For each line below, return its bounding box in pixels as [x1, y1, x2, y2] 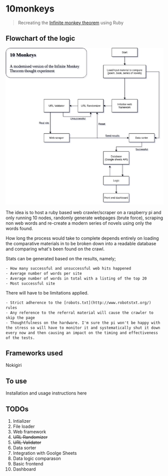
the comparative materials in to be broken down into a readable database [5, 240, 156, 246]
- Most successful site [5, 281, 55, 286]
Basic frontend [12, 461, 43, 467]
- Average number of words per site [5, 271, 82, 276]
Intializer [12, 418, 31, 424]
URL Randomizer [12, 434, 48, 440]
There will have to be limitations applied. [5, 290, 89, 296]
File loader [12, 423, 35, 430]
